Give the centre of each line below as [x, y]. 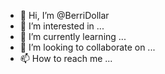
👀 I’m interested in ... [62, 26]
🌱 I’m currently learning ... [73, 36]
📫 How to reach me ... [66, 58]
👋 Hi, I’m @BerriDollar [64, 15]
